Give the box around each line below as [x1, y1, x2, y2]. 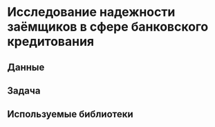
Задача [7, 85, 41, 96]
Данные [7, 61, 45, 73]
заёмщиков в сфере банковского [7, 19, 209, 35]
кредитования [7, 34, 95, 49]
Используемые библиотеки [7, 108, 133, 120]
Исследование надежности [7, 4, 176, 20]
